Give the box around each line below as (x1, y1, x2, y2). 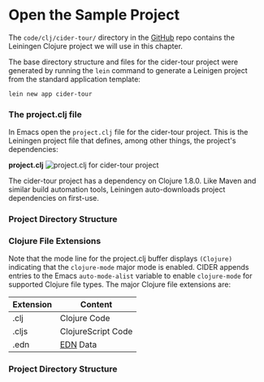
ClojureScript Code (59, 326, 133, 337)
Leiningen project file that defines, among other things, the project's (8, 136, 236, 145)
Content (80, 299, 113, 310)
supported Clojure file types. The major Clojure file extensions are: (8, 280, 232, 289)
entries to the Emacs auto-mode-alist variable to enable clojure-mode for (8, 271, 253, 281)
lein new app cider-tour (8, 89, 93, 98)
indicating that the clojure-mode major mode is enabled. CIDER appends (8, 263, 249, 272)
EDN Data (59, 339, 97, 350)
